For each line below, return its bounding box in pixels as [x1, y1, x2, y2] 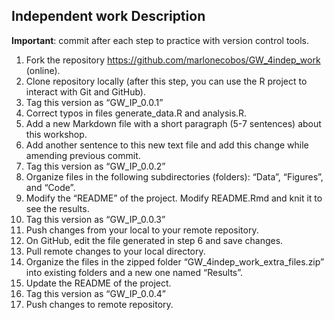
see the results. [25, 202, 90, 214]
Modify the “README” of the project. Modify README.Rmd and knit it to [25, 192, 323, 204]
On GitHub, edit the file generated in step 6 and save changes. [25, 234, 284, 246]
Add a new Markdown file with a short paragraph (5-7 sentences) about [25, 117, 322, 129]
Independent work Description [11, 8, 206, 25]
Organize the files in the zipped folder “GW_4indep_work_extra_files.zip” [25, 255, 325, 268]
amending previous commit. [25, 149, 141, 161]
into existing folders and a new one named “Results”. [25, 266, 244, 278]
